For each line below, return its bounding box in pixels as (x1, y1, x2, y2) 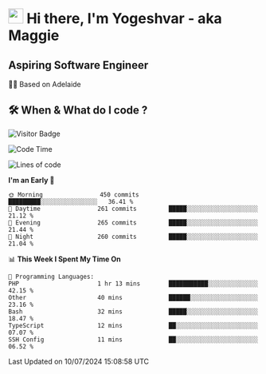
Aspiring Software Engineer (8, 58, 149, 72)
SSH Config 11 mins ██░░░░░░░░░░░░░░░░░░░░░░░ (8, 336, 259, 344)
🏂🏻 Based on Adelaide (8, 80, 81, 89)
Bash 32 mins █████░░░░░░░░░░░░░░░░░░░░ (8, 308, 259, 316)
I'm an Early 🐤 (8, 175, 55, 185)
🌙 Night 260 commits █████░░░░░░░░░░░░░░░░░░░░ (8, 233, 259, 241)
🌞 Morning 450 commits (8, 190, 139, 199)
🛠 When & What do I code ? (8, 104, 148, 117)
